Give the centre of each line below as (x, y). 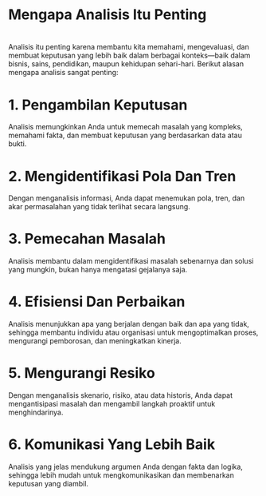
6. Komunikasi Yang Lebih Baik (112, 444)
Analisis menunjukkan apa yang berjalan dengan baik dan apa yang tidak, (129, 324)
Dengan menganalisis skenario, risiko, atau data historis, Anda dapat (121, 395)
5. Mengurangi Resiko (82, 373)
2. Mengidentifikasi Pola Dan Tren (122, 176)
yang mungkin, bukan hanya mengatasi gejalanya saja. (98, 270)
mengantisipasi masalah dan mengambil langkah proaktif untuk (112, 404)
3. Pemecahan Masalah (87, 239)
